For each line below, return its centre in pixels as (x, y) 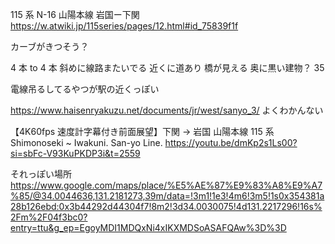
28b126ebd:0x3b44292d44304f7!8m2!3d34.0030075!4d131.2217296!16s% (166, 206)
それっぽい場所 (41, 174)
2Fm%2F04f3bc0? (49, 217)
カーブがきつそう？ (50, 46)
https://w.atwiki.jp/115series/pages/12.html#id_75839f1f (124, 26)
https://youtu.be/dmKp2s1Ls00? (231, 142)
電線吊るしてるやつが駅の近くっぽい (85, 89)
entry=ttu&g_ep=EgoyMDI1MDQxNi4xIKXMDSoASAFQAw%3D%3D (148, 227)
